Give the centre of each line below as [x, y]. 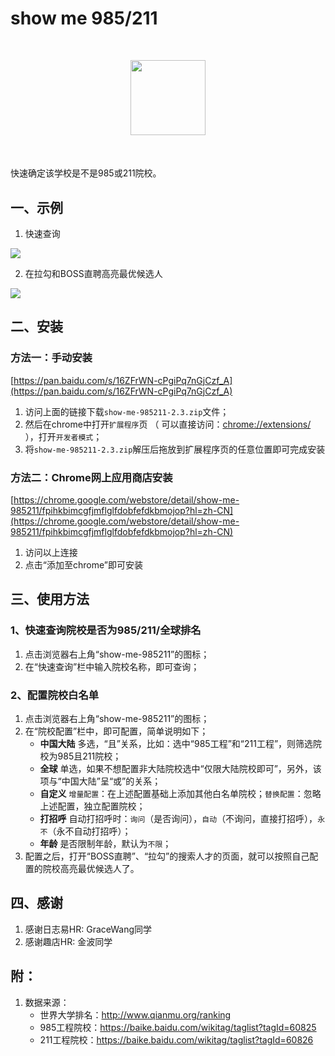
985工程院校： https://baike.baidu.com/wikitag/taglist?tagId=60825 [178, 1027]
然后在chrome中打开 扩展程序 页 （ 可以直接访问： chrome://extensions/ [168, 424]
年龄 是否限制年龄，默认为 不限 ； [105, 843]
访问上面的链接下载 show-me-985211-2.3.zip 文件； [127, 411]
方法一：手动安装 [51, 358]
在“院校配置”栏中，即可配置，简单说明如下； [116, 731]
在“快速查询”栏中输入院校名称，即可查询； [112, 666]
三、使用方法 [50, 599]
